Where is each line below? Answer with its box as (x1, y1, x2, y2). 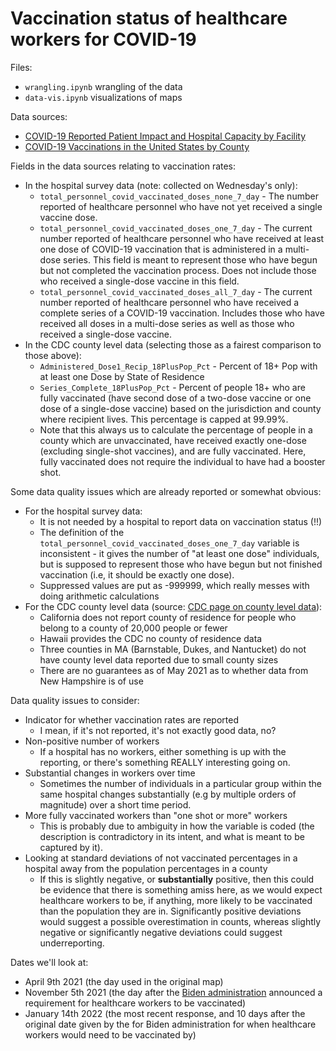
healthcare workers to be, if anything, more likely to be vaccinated (39, 894, 313, 906)
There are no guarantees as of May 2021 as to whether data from (39, 664, 309, 676)
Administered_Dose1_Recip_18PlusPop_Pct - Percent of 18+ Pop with (39, 360, 318, 372)
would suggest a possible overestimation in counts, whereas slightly (39, 915, 322, 927)
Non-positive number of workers (24, 735, 160, 747)
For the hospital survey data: (24, 505, 143, 517)
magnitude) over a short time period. (39, 798, 192, 811)
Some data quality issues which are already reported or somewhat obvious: (10, 485, 322, 497)
